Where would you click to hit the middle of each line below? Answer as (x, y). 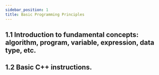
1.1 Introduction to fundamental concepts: (72, 35)
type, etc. (21, 50)
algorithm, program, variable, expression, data (80, 42)
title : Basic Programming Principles (45, 14)
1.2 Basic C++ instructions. (49, 67)
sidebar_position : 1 (27, 10)
